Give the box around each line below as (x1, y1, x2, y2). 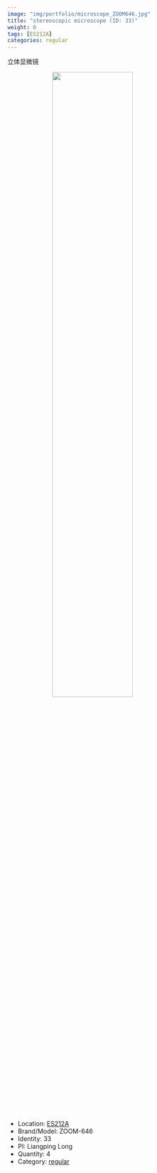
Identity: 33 (17, 1135, 52, 1143)
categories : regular (7, 37, 69, 44)
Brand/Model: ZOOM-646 (17, 1127, 94, 1136)
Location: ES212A (17, 1120, 70, 1128)
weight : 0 (7, 24, 37, 31)
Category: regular (17, 1157, 70, 1166)
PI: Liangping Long (17, 1142, 73, 1151)
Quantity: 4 (17, 1149, 51, 1158)
